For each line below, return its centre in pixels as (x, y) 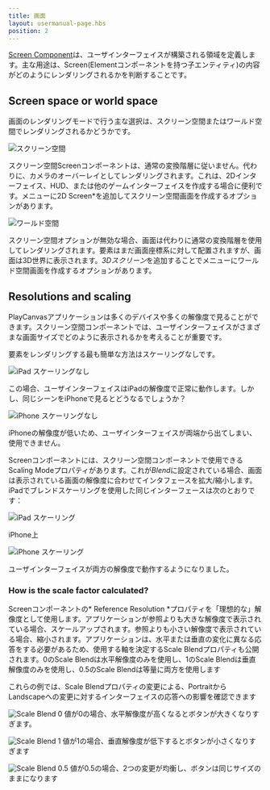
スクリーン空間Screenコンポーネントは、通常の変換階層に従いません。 (126, 165)
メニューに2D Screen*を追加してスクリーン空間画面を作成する (125, 196)
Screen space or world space (83, 100)
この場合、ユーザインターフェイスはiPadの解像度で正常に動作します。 (124, 389)
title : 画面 (27, 16)
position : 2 (28, 31)
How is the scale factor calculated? (79, 590)
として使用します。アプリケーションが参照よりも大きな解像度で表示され (142, 619)
